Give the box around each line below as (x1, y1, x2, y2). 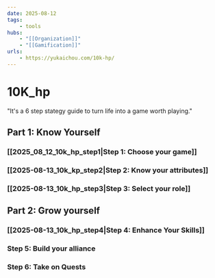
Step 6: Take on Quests (7, 262, 86, 271)
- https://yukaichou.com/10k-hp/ (19, 55, 115, 62)
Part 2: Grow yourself (7, 205, 101, 216)
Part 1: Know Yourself (7, 127, 101, 138)
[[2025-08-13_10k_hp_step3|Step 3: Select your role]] (7, 184, 191, 193)
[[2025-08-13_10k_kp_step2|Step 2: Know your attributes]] (7, 165, 209, 175)
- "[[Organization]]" (19, 36, 81, 42)
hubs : (7, 29, 23, 36)
